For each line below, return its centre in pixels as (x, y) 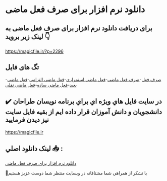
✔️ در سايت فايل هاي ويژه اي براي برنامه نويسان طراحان (84, 102)
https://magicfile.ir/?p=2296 (35, 51)
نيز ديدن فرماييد (27, 120)
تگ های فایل (22, 67)
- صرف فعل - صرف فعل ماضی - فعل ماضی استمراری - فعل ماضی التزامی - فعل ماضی (83, 79)
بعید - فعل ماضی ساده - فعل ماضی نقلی (41, 85)
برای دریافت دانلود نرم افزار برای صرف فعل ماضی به (79, 28)
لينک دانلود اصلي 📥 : (34, 149)
